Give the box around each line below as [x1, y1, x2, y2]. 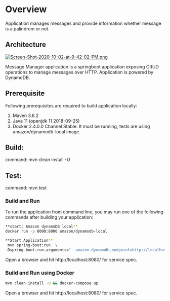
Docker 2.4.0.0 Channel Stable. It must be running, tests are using [12, 123, 150, 129]
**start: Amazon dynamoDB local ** [5, 224, 78, 229]
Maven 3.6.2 [12, 112, 39, 119]
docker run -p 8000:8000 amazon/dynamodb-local [5, 229, 108, 234]
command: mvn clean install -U [5, 157, 70, 163]
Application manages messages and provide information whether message [5, 20, 161, 26]
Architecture [5, 41, 47, 49]
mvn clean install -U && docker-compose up [5, 281, 99, 286]
